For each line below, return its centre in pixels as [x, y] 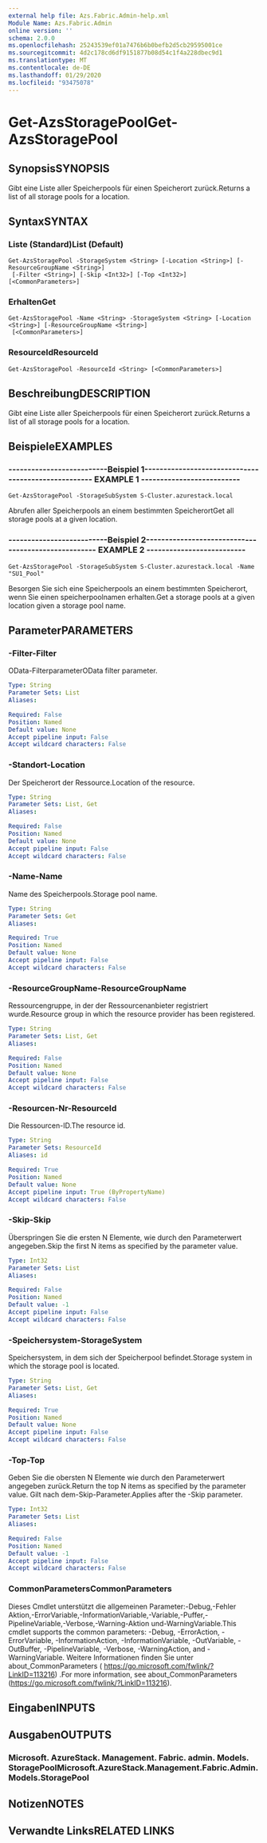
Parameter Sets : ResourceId [55, 1148]
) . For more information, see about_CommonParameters [146, 1674]
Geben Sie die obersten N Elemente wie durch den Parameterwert [117, 1477]
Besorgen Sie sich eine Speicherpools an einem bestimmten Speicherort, [128, 588]
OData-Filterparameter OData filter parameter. [83, 671]
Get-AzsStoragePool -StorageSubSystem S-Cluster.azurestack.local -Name [132, 566]
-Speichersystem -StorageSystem [75, 1340]
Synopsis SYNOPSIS [59, 169]
